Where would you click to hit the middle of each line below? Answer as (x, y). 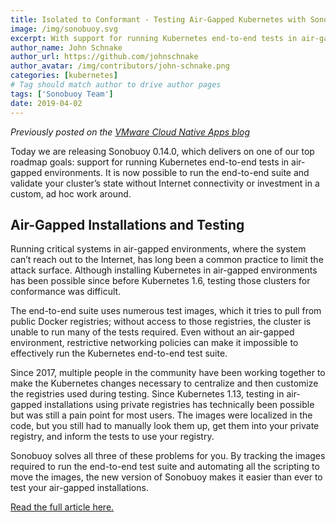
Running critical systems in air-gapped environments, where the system (158, 249)
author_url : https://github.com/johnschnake (104, 57)
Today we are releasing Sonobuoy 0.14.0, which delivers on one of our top (162, 151)
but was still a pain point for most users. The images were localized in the (161, 415)
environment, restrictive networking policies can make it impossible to (154, 343)
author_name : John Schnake (66, 47)
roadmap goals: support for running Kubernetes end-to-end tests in (150, 162)
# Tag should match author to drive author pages (116, 85)
